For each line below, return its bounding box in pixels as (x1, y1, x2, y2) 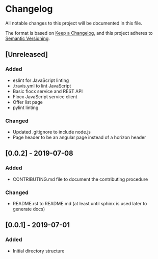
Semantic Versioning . (5, 35, 50, 41)
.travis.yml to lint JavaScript (12, 82, 71, 89)
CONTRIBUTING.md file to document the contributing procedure (12, 176, 148, 182)
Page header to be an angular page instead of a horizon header (12, 134, 146, 140)
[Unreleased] (5, 50, 48, 59)
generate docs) (12, 206, 45, 212)
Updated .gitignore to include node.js (12, 128, 91, 135)
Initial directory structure (12, 248, 65, 254)
